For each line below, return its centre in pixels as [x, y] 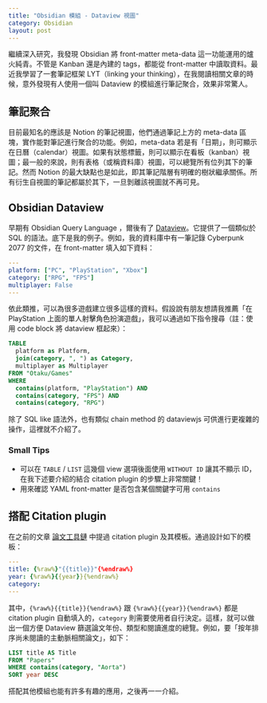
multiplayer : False [41, 285]
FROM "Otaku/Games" [41, 373]
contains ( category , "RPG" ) [60, 403]
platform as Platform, [53, 351]
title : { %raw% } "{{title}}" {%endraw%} [71, 569]
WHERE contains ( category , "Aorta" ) [67, 668]
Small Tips [29, 450]
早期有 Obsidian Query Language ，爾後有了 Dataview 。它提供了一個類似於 [132, 228]
